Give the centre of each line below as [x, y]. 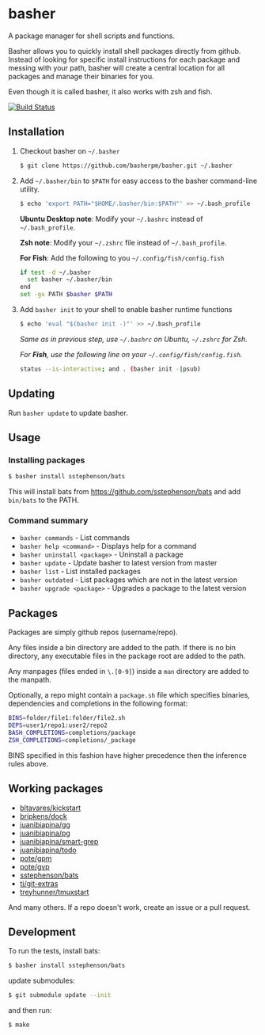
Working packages [56, 789]
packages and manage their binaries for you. [81, 76]
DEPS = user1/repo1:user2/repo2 [58, 725]
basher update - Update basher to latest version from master [118, 563]
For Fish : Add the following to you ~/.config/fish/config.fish [122, 257]
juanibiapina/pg [45, 833]
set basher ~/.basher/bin [70, 280]
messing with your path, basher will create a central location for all [117, 67]
